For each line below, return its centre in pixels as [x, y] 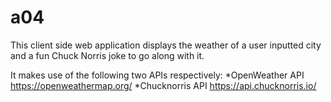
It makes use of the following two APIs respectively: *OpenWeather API [157, 75]
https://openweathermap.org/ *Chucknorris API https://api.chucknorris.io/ [163, 85]
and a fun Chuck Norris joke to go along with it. [107, 55]
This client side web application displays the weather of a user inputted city [166, 45]
